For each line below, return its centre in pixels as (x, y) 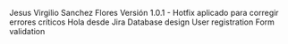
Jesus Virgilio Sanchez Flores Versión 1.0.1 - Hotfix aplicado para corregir (144, 13)
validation (27, 31)
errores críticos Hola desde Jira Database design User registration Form (142, 22)
